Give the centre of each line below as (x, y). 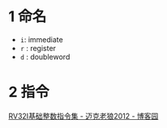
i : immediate (41, 39)
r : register (38, 48)
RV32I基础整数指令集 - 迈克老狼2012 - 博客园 (83, 116)
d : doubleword (45, 57)
